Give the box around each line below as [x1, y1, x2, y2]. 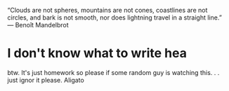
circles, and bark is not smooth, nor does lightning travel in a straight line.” [7, 13, 223, 22]
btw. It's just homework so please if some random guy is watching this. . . [7, 68, 220, 76]
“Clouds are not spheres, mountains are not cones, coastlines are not [7, 6, 208, 14]
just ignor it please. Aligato [7, 76, 84, 84]
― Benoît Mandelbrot [7, 21, 69, 29]
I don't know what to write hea [7, 45, 188, 62]
